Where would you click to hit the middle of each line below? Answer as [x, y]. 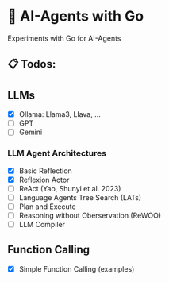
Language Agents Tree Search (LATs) [80, 197]
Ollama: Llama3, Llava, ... [60, 114]
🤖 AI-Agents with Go [76, 16]
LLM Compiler [42, 224]
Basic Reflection [45, 171]
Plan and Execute [47, 207]
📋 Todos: [32, 64]
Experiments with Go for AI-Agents [64, 38]
